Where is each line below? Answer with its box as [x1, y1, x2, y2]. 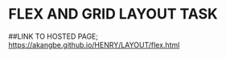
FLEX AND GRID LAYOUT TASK [8, 5, 219, 23]
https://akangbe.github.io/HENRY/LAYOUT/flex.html [8, 39, 180, 49]
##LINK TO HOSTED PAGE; [8, 31, 99, 41]
